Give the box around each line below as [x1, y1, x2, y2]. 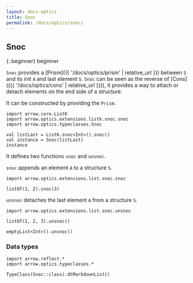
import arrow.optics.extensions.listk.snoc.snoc [6, 117, 129, 122]
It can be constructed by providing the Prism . [6, 99, 116, 107]
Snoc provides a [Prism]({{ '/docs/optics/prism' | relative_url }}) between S [6, 69, 186, 76]
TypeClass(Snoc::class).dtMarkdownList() [6, 272, 110, 278]
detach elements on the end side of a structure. [6, 88, 123, 95]
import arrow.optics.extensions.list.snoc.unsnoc [6, 208, 132, 214]
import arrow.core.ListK [6, 111, 68, 117]
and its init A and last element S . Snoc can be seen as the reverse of [6, 76, 169, 83]
